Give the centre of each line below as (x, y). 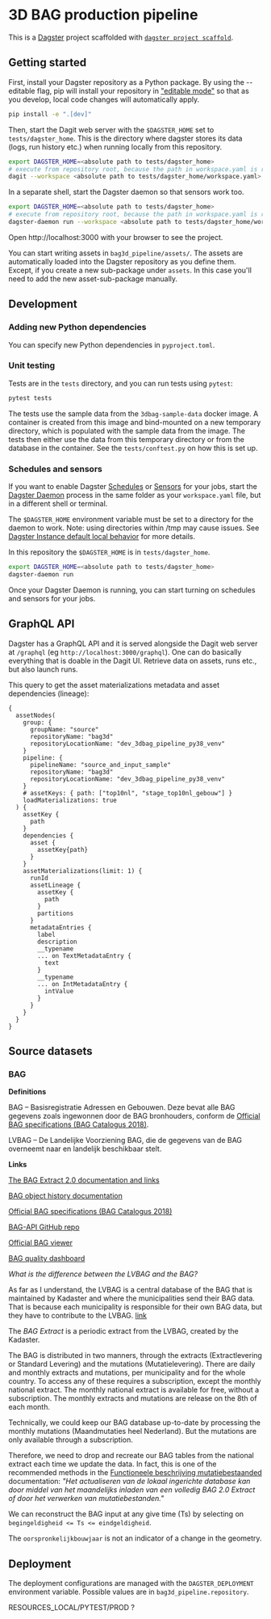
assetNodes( (36, 715)
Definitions (27, 1092)
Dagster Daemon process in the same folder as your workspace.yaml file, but (135, 495)
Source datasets (50, 1051)
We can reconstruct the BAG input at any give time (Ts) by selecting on (126, 1514)
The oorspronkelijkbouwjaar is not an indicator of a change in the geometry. (135, 1538)
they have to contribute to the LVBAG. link (78, 1316)
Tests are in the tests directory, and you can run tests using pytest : (121, 383)
